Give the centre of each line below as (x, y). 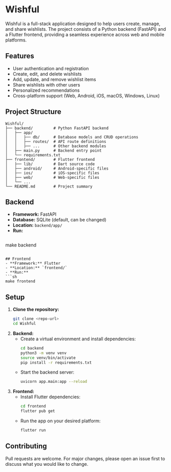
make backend (21, 245)
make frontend (20, 281)
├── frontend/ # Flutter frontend (50, 159)
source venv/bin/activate (48, 358)
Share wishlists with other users (46, 85)
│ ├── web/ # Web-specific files (52, 177)
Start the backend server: (47, 372)
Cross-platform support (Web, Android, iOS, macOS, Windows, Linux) (86, 95)
